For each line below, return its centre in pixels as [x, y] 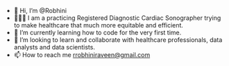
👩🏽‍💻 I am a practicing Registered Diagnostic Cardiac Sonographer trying [117, 18]
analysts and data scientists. [54, 47]
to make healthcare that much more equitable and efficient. [99, 25]
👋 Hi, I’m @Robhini [40, 11]
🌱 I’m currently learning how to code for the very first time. [97, 32]
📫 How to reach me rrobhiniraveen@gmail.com [82, 55]
